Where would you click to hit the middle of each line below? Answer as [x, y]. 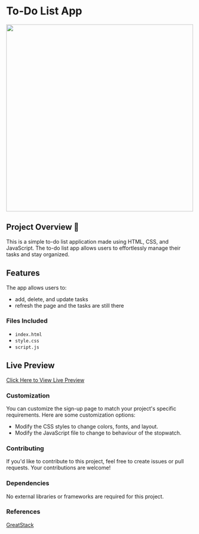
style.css [27, 341]
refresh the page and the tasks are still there [69, 305]
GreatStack [20, 524]
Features [23, 273]
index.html [28, 334]
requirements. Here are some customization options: [71, 415]
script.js [27, 347]
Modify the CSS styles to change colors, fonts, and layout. [86, 426]
